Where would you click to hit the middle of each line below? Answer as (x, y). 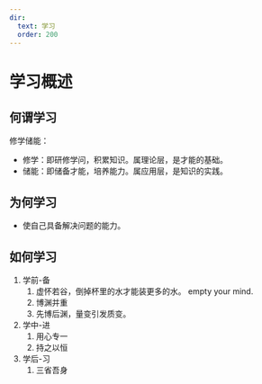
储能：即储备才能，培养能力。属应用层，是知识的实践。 (125, 171)
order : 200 (38, 34)
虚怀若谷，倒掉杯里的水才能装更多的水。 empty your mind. (145, 291)
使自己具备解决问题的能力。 (74, 226)
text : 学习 (36, 26)
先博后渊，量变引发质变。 (83, 314)
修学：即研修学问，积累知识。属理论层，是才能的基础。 (125, 160)
